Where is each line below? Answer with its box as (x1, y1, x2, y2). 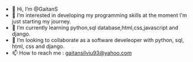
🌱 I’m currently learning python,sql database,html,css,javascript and (11, 24, 179, 31)
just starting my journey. (11, 18, 71, 25)
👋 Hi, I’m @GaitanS (11, 6, 58, 12)
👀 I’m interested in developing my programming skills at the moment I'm (11, 12, 187, 19)
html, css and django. (11, 43, 65, 50)
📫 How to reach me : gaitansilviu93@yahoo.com (11, 50, 132, 56)
